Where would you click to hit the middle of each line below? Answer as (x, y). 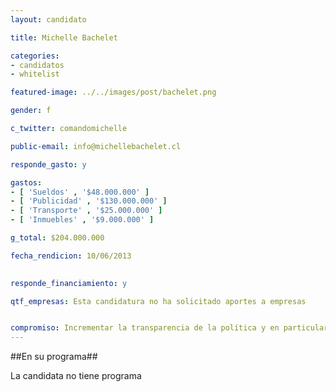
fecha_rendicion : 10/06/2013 (71, 256)
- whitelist (35, 74)
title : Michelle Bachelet (64, 37)
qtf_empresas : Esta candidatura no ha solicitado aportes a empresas (158, 301)
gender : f (31, 111)
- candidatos (37, 65)
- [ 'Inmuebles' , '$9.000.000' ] (82, 220)
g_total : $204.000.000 (57, 238)
